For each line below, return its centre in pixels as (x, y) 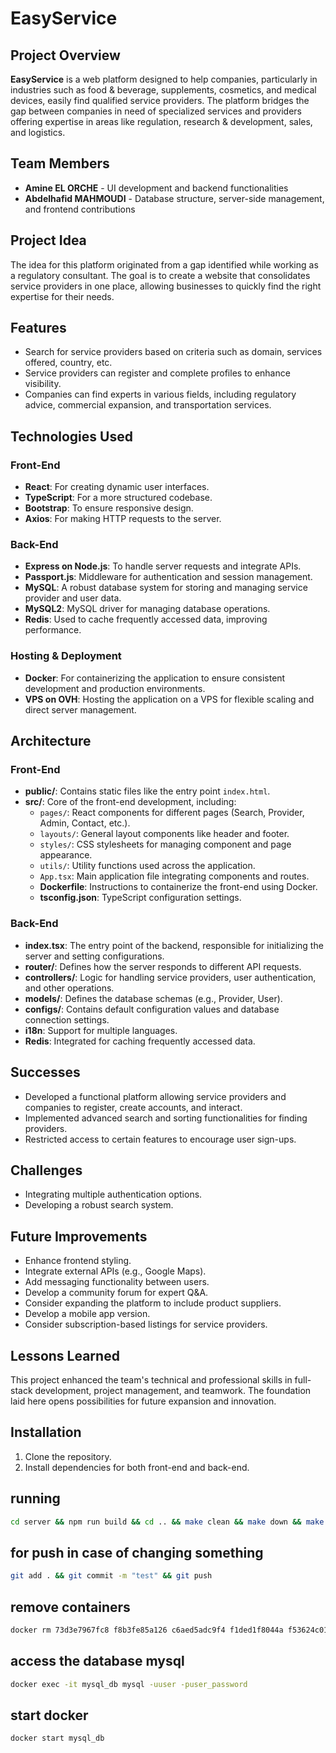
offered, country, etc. (68, 363)
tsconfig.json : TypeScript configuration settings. (140, 898)
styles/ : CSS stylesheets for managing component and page (165, 844)
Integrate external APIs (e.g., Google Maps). (115, 1271)
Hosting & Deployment (66, 656)
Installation (46, 1432)
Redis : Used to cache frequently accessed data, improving (146, 619)
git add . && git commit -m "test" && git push (111, 1576)
